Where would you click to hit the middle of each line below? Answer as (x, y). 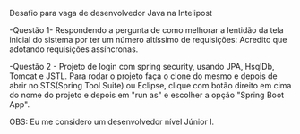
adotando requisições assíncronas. (74, 49)
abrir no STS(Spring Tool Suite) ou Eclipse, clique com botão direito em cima (150, 85)
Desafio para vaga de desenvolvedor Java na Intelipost (111, 13)
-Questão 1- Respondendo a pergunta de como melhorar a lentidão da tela (146, 30)
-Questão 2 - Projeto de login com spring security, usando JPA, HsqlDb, (142, 67)
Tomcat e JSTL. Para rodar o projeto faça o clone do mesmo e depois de (143, 76)
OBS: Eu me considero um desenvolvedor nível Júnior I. (112, 121)
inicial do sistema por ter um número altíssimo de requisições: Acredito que (148, 40)
